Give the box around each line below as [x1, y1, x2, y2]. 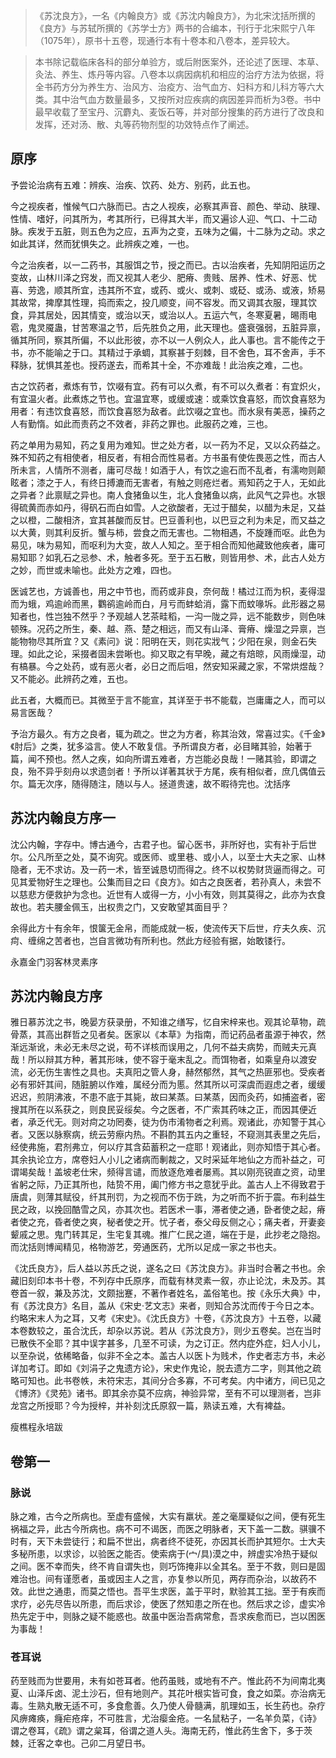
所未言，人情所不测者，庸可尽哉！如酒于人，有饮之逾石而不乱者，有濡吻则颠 [10, 464, 326, 476]
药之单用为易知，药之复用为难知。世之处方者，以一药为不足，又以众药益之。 [10, 439, 326, 451]
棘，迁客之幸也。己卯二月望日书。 [10, 1737, 151, 1749]
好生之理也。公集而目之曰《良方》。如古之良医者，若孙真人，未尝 [44, 875, 313, 888]
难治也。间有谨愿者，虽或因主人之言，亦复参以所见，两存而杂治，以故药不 [10, 1573, 317, 1585]
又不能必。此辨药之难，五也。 [10, 672, 133, 684]
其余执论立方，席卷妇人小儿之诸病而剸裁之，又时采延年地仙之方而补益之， [10, 1154, 317, 1166]
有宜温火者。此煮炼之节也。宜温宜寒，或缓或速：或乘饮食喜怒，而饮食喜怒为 [10, 392, 326, 404]
